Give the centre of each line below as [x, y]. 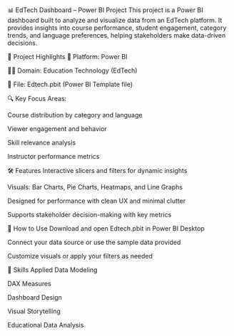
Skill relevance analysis [42, 142]
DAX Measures [29, 284]
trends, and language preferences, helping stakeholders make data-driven [117, 35]
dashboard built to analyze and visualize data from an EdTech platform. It [115, 20]
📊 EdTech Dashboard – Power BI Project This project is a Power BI [105, 10]
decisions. [22, 43]
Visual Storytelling [34, 311]
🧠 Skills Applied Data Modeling [52, 270]
